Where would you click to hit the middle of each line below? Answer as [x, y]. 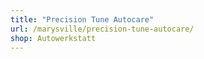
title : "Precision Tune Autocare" [82, 19]
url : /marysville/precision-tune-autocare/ [102, 29]
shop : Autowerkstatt [53, 38]
